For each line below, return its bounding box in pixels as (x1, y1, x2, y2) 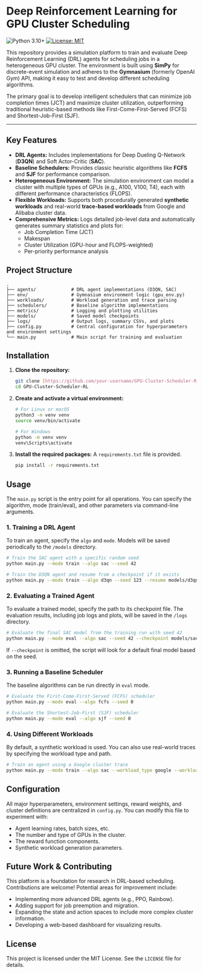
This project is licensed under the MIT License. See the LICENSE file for (6, 955, 181, 962)
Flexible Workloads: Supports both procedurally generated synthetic (14, 196, 189, 203)
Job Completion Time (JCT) (24, 228, 94, 235)
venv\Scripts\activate (14, 440, 72, 446)
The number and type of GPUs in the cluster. (14, 831, 127, 838)
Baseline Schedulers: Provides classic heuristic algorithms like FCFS (14, 164, 187, 171)
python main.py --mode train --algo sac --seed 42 (6, 561, 137, 567)
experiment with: (6, 813, 48, 820)
